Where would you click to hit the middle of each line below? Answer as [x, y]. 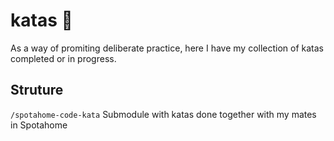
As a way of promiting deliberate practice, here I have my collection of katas [167, 48]
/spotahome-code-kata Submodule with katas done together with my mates [163, 114]
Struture [37, 90]
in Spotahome [39, 125]
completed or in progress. [63, 58]
